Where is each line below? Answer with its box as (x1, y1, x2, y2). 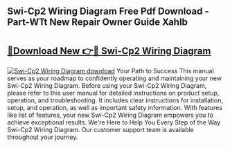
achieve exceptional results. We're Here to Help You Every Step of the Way (7, 118, 221, 127)
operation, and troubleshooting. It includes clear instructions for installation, (7, 96, 224, 104)
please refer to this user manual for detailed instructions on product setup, (7, 89, 220, 97)
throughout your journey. (7, 133, 78, 141)
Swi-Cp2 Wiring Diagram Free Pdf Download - (7, 6, 209, 17)
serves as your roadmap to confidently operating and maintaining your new (7, 74, 222, 82)
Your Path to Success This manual (116, 67, 215, 75)
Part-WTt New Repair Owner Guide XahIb (7, 17, 188, 28)
